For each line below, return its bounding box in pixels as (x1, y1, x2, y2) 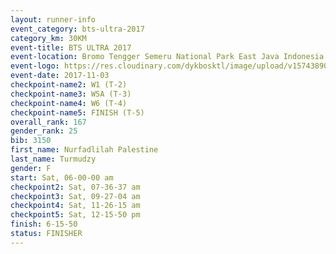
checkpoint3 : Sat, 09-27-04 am (10, 191, 141, 201)
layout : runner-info (10, 14, 97, 25)
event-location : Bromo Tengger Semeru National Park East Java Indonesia (10, 52, 325, 62)
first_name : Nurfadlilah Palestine (10, 145, 159, 155)
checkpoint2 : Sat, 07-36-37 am (10, 182, 141, 192)
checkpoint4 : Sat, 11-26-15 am (10, 201, 141, 211)
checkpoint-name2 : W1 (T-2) (10, 80, 128, 90)
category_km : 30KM (10, 33, 87, 43)
